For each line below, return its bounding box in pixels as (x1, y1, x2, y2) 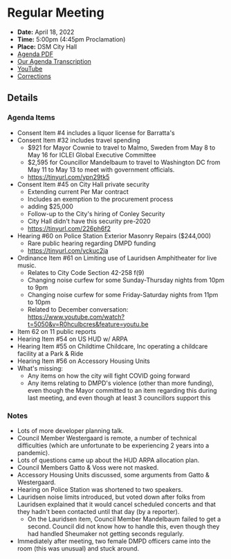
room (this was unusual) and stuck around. (17, 544, 140, 552)
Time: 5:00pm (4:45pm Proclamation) (17, 35, 126, 43)
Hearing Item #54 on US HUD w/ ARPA (17, 335, 128, 343)
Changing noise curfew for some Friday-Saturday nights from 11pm (27, 290, 219, 299)
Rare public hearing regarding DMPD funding (27, 239, 156, 247)
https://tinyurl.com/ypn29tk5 (27, 172, 110, 181)
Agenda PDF (17, 50, 54, 58)
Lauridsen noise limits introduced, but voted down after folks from (17, 493, 205, 501)
